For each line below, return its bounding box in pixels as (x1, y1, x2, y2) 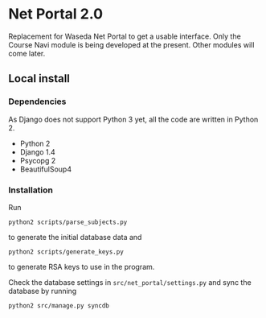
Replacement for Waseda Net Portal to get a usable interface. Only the (8, 31, 241, 41)
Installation (8, 184, 54, 196)
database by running (8, 286, 77, 295)
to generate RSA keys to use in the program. (8, 262, 155, 271)
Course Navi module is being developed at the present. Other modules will (8, 39, 255, 49)
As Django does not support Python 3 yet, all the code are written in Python (8, 114, 259, 124)
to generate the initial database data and (8, 232, 142, 242)
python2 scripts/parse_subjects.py (8, 218, 128, 226)
